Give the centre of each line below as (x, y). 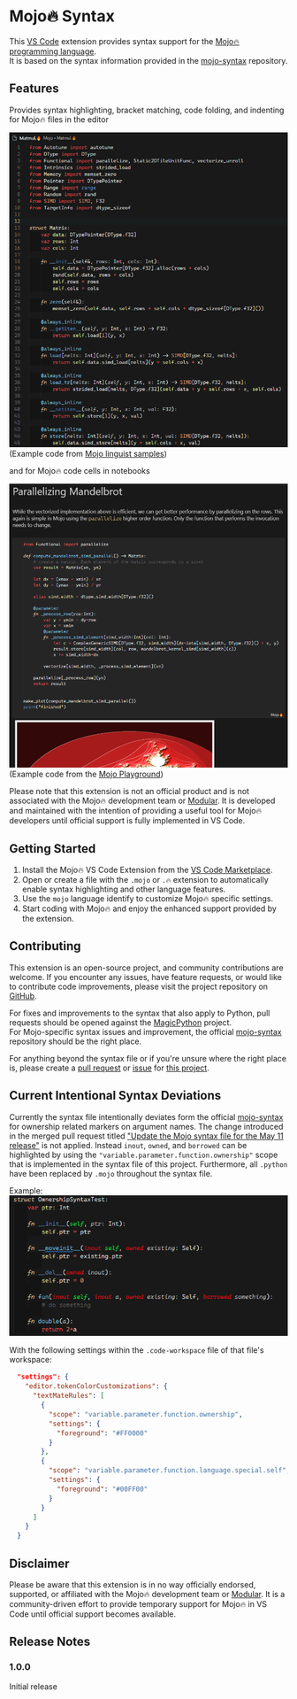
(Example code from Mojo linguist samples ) (88, 453)
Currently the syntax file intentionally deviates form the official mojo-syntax (146, 1116)
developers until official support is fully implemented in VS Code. (127, 821)
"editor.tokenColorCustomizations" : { (96, 1386)
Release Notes (50, 1642)
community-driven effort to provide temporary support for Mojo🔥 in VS (138, 1603)
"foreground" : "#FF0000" (102, 1433)
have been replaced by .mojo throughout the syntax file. (111, 1173)
